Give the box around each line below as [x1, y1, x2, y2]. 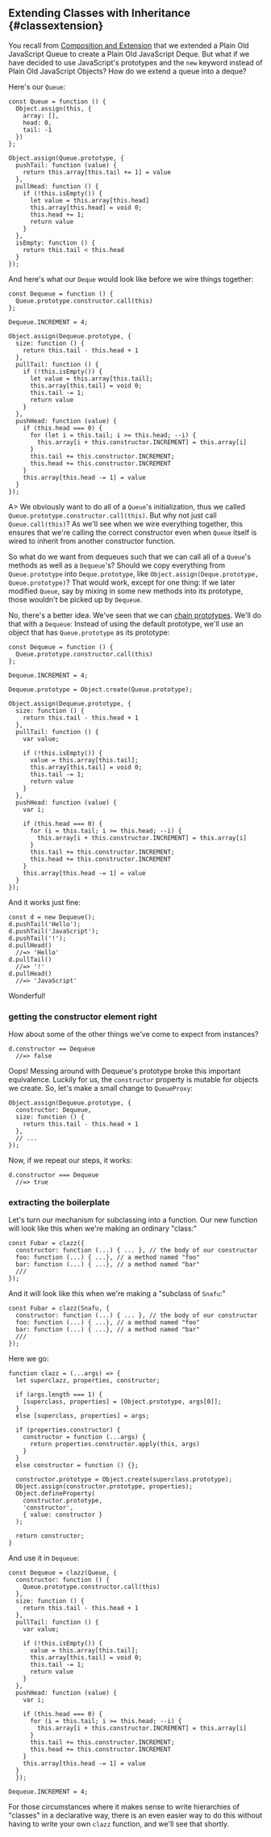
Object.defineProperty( [15, 1490, 95, 1498]
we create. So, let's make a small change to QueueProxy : [8, 1084, 194, 1093]
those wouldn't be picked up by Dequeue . [8, 594, 143, 604]
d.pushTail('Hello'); [8, 920, 81, 928]
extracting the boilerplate [8, 1197, 110, 1208]
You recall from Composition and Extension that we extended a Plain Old [8, 40, 249, 50]
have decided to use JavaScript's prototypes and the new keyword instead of [8, 57, 263, 67]
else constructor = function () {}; [15, 1462, 139, 1470]
